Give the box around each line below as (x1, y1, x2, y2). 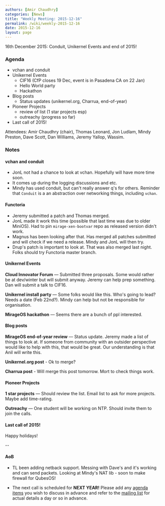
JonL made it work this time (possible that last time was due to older (12, 218, 151, 224)
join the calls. (5, 411, 32, 416)
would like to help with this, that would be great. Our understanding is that (5, 344, 155, 350)
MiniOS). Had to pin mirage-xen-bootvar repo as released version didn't (12, 223, 157, 229)
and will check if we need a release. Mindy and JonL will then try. (12, 239, 145, 245)
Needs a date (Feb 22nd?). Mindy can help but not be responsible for (5, 296, 145, 303)
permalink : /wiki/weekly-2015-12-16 (5, 21, 80, 26)
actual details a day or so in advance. (12, 495, 88, 501)
